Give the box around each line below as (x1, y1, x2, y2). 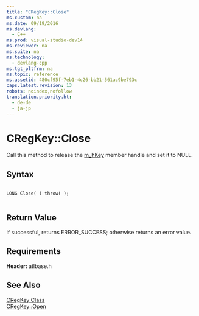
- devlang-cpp (12, 60, 47, 66)
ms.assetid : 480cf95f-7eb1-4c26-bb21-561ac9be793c (6, 77, 138, 83)
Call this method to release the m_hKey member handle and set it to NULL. (6, 152, 193, 159)
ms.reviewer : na (6, 43, 47, 49)
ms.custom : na (6, 15, 43, 21)
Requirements (6, 246, 61, 256)
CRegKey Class (6, 296, 45, 303)
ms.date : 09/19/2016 (6, 20, 59, 26)
